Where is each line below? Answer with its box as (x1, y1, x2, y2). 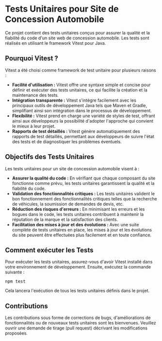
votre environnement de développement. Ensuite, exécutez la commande (5, 264, 151, 270)
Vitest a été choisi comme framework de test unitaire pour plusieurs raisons (5, 67, 156, 73)
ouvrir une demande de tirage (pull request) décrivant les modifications (5, 325, 148, 331)
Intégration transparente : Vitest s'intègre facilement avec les (12, 97, 137, 103)
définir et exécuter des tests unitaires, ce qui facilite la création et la (12, 87, 148, 93)
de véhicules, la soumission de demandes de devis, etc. (12, 201, 124, 207)
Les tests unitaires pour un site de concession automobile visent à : (5, 165, 140, 171)
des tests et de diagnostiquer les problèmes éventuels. (12, 139, 122, 144)
